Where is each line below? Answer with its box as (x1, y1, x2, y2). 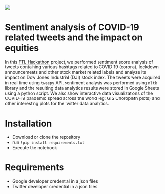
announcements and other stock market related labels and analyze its (5, 69, 146, 75)
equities (5, 42, 39, 54)
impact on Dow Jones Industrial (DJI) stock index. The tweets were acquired (5, 74, 161, 80)
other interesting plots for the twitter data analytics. (5, 100, 109, 106)
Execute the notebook (12, 144, 57, 150)
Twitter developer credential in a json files (12, 183, 98, 189)
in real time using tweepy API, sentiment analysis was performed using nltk (5, 79, 157, 86)
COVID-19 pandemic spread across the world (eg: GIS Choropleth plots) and (5, 95, 160, 101)
